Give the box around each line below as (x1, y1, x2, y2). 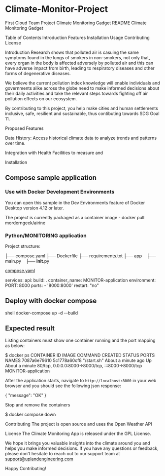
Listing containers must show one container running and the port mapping (5, 337, 156, 343)
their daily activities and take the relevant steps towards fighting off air (5, 90, 148, 96)
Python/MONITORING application (5, 232, 87, 239)
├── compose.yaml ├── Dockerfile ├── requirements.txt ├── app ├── (5, 253, 156, 259)
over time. (5, 140, 26, 146)
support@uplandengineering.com (5, 456, 74, 462)
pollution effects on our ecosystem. (5, 95, 77, 102)
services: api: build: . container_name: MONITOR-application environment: (5, 277, 156, 283)
